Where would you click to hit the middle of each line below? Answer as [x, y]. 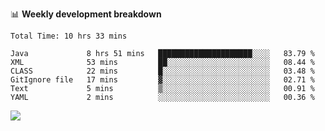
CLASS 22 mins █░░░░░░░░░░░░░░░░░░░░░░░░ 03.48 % [162, 71]
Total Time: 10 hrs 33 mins [69, 36]
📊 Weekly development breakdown [86, 14]
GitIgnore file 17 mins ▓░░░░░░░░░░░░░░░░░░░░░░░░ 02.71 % [162, 80]
